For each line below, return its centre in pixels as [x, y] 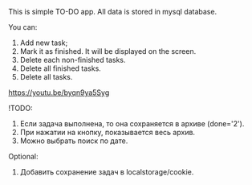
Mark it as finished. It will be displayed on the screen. [108, 51]
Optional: [23, 156]
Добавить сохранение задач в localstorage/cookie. [107, 172]
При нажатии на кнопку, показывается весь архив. [107, 132]
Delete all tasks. [46, 77]
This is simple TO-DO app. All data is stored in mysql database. [113, 12]
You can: [23, 27]
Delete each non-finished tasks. [73, 60]
